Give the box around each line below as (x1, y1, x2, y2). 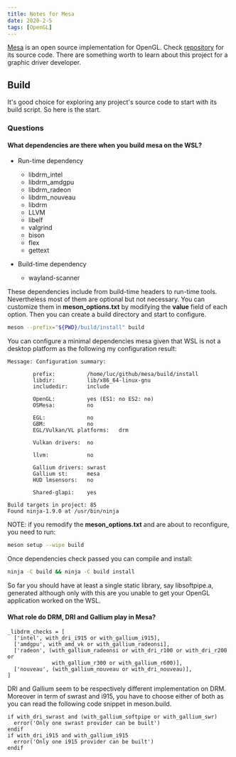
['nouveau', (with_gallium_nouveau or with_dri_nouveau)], (14, 666, 193, 673)
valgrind (28, 224, 53, 232)
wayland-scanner (28, 273, 80, 282)
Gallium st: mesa (33, 471, 100, 478)
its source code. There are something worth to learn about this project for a (7, 51, 228, 59)
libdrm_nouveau (28, 193, 76, 202)
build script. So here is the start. (7, 105, 102, 114)
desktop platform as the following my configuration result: (7, 345, 177, 353)
